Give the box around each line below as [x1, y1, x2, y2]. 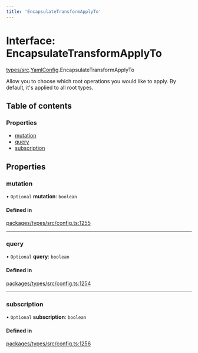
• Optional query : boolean [6, 253, 70, 260]
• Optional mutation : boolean [6, 192, 78, 200]
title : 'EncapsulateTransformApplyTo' [6, 8, 101, 15]
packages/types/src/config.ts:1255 [6, 220, 91, 227]
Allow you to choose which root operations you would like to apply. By [6, 77, 177, 84]
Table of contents [6, 101, 72, 111]
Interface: [6, 34, 56, 47]
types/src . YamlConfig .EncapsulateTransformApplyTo [6, 66, 134, 73]
